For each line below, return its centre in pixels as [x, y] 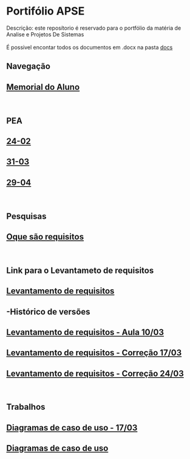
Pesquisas [26, 216]
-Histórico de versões [48, 311]
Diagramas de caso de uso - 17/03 [72, 428]
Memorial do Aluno [43, 87]
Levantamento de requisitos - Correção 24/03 [95, 373]
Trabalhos [26, 407]
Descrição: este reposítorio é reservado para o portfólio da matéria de [94, 28]
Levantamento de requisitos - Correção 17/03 [94, 353]
